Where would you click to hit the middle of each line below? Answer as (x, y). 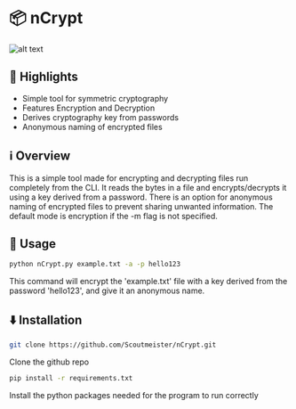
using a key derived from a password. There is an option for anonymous (141, 197)
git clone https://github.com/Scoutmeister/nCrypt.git (113, 345)
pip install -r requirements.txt (71, 378)
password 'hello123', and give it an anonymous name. (107, 290)
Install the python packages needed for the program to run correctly (134, 395)
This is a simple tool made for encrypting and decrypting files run (129, 178)
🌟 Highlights (44, 77)
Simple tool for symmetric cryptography (95, 98)
